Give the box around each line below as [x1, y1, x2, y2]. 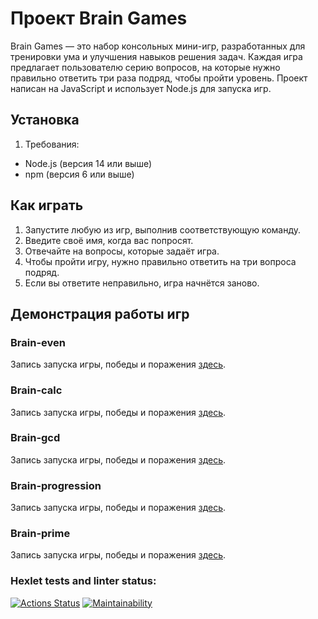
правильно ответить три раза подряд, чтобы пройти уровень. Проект [10, 72, 308, 84]
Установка [10, 112, 80, 129]
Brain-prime [10, 527, 71, 541]
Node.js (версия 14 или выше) [24, 157, 153, 169]
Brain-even [10, 335, 66, 349]
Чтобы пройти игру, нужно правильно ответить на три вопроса [24, 255, 297, 267]
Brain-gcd [10, 431, 61, 445]
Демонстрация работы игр [10, 305, 190, 322]
